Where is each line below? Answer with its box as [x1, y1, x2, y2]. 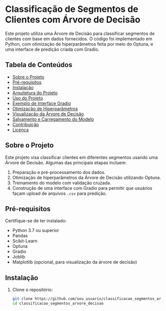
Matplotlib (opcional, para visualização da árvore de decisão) [12, 259, 137, 265]
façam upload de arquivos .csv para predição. [12, 190, 107, 196]
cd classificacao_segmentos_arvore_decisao [12, 301, 104, 306]
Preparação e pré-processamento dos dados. [12, 169, 106, 175]
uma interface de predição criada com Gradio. [5, 46, 100, 52]
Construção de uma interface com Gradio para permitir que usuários [12, 185, 153, 191]
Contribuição [12, 121, 39, 127]
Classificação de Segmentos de [5, 3, 139, 15]
